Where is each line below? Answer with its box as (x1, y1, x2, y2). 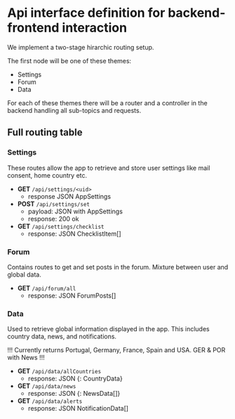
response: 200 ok (27, 214, 79, 222)
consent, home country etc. (7, 171, 88, 180)
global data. (7, 270, 42, 279)
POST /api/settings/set (17, 199, 90, 208)
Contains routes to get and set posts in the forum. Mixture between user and (7, 262, 229, 271)
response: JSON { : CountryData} (27, 374, 123, 383)
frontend (7, 20, 60, 36)
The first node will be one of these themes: (7, 56, 132, 65)
